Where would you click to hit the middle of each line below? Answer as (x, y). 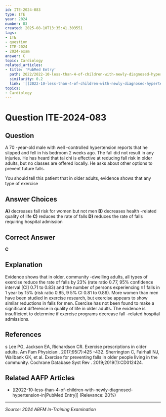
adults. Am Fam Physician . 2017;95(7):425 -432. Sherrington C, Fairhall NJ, (82, 352)
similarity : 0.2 (26, 79)
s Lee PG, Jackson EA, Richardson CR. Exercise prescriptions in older (76, 347)
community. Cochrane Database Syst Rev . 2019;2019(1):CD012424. (74, 362)
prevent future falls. (25, 169)
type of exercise (22, 184)
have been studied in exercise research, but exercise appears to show (76, 298)
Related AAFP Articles (40, 378)
